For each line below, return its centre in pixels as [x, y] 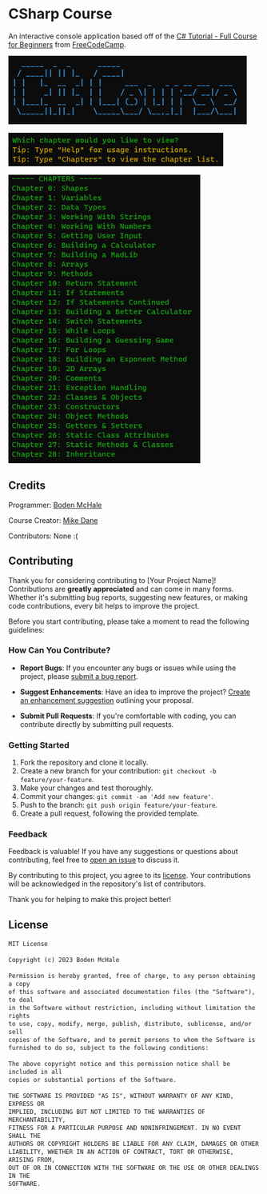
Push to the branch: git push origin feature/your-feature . [119, 805]
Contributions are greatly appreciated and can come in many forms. [121, 589]
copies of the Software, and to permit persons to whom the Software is [132, 1040]
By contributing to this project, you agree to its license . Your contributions [130, 876]
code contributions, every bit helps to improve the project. [104, 605]
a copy [19, 984]
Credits [27, 486]
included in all [35, 1072]
